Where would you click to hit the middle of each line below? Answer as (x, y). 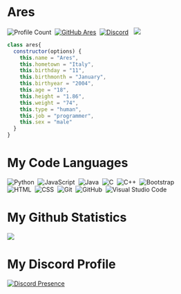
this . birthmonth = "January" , (63, 77)
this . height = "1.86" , (52, 96)
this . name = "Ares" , (49, 58)
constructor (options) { (47, 51)
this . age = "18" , (45, 90)
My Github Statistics (67, 217)
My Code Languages (68, 163)
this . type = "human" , (50, 109)
